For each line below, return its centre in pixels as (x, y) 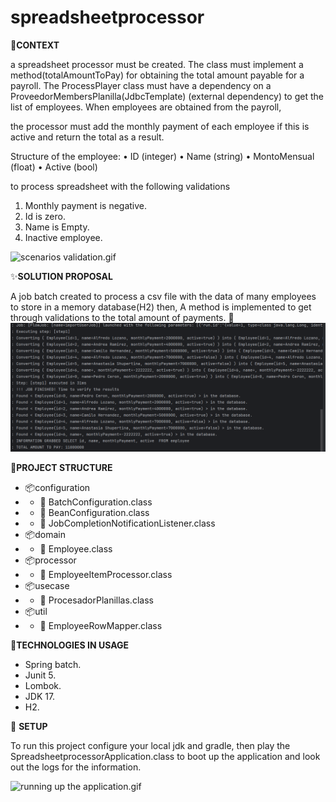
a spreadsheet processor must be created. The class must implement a (157, 64)
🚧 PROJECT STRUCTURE (61, 467)
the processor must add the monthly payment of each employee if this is (160, 126)
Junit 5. (40, 675)
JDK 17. (40, 696)
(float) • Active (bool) (54, 167)
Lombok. (43, 685)
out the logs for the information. (76, 767)
